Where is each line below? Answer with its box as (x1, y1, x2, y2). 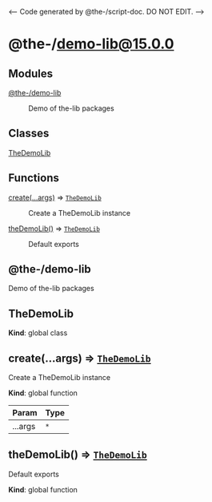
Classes (8, 127, 50, 140)
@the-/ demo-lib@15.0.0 (8, 35, 174, 53)
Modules (8, 67, 54, 80)
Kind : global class (8, 328, 68, 338)
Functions (8, 172, 60, 185)
